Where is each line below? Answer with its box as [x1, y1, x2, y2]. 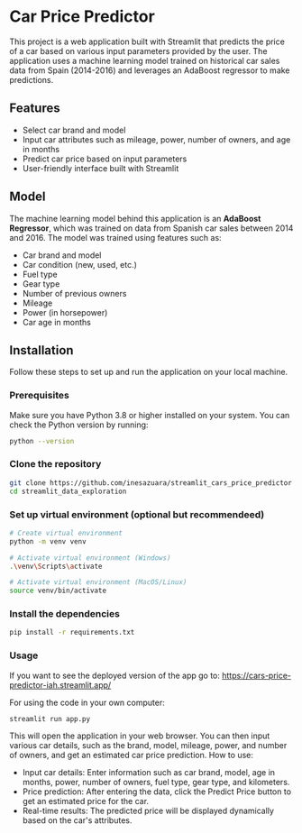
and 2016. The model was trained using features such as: [9, 232, 223, 243]
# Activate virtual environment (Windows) [9, 553, 171, 563]
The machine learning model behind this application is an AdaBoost [9, 213, 261, 224]
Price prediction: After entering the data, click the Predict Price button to [22, 786, 291, 797]
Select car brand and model [22, 124, 126, 135]
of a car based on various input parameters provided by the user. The [9, 45, 268, 56]
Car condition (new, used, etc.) [22, 259, 138, 270]
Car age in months [22, 316, 92, 327]
